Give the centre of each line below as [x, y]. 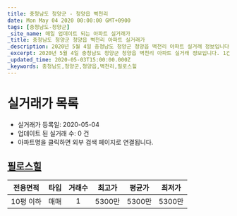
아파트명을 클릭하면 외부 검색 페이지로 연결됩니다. [85, 142]
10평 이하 [26, 202]
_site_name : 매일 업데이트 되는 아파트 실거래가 [69, 34]
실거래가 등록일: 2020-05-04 [59, 124]
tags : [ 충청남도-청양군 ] [39, 27]
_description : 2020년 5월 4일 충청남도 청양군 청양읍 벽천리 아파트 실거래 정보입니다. [120, 47]
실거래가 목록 [43, 103]
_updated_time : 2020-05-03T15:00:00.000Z [69, 60]
